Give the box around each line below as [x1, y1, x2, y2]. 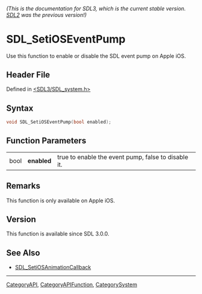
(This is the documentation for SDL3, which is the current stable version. [6, 5, 186, 12]
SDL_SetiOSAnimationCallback [14, 264, 91, 271]
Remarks [6, 181, 41, 191]
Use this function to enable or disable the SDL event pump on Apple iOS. [6, 52, 186, 60]
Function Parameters [6, 136, 87, 146]
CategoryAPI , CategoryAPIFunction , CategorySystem [6, 281, 137, 289]
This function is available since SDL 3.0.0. [6, 230, 109, 237]
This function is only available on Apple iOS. [6, 196, 115, 204]
